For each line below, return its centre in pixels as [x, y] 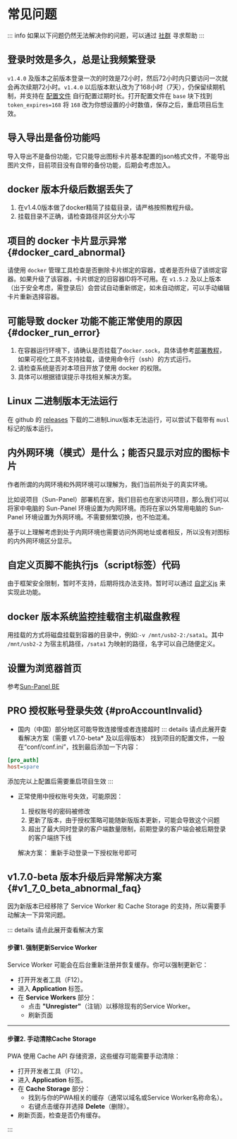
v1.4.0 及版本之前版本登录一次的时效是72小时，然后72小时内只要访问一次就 [117, 78]
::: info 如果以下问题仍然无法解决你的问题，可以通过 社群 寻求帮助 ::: [106, 35]
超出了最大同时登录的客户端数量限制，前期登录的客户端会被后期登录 [127, 828]
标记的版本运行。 [32, 428]
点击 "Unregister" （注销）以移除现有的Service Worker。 [111, 1006]
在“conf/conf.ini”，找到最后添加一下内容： [79, 747]
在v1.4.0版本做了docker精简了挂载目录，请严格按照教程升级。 [107, 207]
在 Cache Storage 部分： [54, 1088]
